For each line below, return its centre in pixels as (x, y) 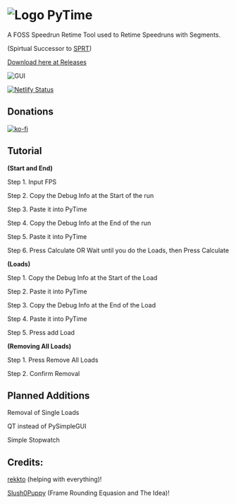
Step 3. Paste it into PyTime (47, 209)
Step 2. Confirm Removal (44, 373)
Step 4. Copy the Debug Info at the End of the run (79, 223)
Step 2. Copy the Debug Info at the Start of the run (81, 195)
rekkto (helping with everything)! (55, 479)
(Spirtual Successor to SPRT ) (50, 48)
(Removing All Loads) (39, 346)
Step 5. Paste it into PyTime (47, 236)
